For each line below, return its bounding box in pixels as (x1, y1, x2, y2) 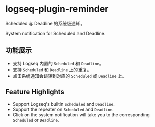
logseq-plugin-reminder (5, 3, 109, 15)
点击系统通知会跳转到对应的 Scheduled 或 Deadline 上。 (12, 73, 127, 79)
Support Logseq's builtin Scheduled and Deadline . (12, 101, 115, 107)
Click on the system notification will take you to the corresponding (12, 111, 150, 118)
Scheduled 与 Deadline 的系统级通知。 (5, 20, 85, 26)
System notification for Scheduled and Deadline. (5, 30, 106, 36)
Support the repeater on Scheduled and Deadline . (12, 106, 114, 112)
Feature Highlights (5, 88, 64, 96)
